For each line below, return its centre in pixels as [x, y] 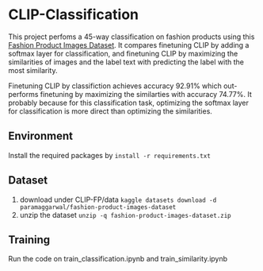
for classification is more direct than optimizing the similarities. [110, 111]
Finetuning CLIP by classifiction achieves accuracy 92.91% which [115, 86]
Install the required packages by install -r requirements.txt [110, 155]
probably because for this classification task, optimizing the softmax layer [129, 103]
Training [29, 240]
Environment [41, 136]
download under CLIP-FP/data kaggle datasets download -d [118, 199]
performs [23, 94]
